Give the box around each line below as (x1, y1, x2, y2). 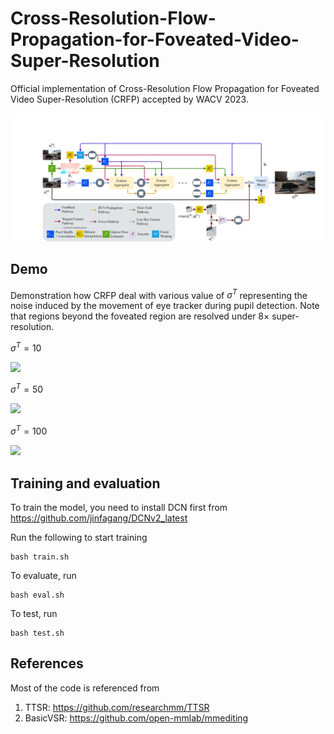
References (10, 655, 84, 672)
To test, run (10, 607, 58, 619)
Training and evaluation (10, 475, 161, 492)
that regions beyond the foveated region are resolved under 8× (10, 310, 270, 322)
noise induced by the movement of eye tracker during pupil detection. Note (10, 300, 320, 312)
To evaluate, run (10, 569, 77, 581)
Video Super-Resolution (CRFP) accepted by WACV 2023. (10, 93, 249, 105)
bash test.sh (10, 628, 65, 638)
